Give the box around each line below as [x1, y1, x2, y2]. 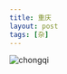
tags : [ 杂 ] [9, 30, 50, 39]
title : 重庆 [9, 13, 52, 23]
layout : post [9, 22, 59, 31]
